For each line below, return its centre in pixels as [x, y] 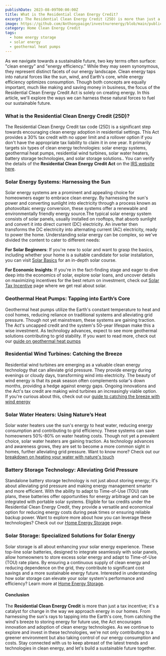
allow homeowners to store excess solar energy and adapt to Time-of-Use [81, 557]
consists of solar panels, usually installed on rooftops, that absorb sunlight [81, 219]
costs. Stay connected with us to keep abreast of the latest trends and [77, 643]
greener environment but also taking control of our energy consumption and [83, 637]
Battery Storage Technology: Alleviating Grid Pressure [72, 470]
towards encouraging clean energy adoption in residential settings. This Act [82, 132]
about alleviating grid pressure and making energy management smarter [79, 486]
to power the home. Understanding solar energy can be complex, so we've [81, 235]
